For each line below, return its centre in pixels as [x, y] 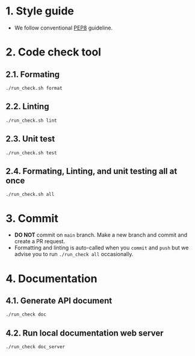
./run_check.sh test [32, 153]
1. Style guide [40, 11]
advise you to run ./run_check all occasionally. [74, 254]
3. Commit [32, 218]
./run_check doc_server [36, 347]
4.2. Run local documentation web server [85, 333]
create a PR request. [40, 242]
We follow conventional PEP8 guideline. [63, 28]
